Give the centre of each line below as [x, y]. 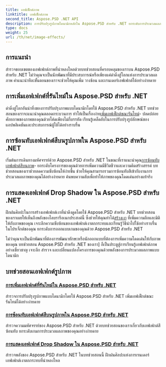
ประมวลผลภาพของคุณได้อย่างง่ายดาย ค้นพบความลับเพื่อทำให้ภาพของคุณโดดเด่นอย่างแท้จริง [79, 177]
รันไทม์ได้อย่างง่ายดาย [23, 301]
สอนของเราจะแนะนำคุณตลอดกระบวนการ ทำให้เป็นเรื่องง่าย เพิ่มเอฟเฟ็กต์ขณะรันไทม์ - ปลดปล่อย [82, 114]
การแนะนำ [18, 57]
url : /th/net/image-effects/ [35, 38]
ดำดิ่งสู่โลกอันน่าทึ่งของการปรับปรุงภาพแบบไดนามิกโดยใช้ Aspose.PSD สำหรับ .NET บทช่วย [82, 108]
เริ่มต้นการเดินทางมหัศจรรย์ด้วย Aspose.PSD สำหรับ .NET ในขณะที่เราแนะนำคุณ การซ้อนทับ [83, 160]
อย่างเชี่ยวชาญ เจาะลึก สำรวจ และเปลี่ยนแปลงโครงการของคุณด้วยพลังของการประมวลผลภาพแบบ [83, 250]
